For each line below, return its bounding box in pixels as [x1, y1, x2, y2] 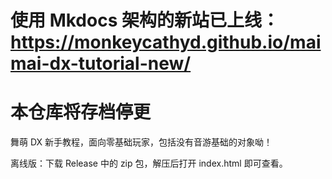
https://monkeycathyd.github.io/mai [10, 31, 322, 54]
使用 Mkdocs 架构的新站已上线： [10, 9, 280, 32]
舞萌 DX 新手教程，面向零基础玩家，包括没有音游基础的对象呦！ [10, 136, 273, 148]
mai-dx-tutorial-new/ [10, 52, 192, 75]
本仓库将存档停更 [10, 101, 152, 124]
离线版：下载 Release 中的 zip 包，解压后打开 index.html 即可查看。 [10, 157, 288, 170]
